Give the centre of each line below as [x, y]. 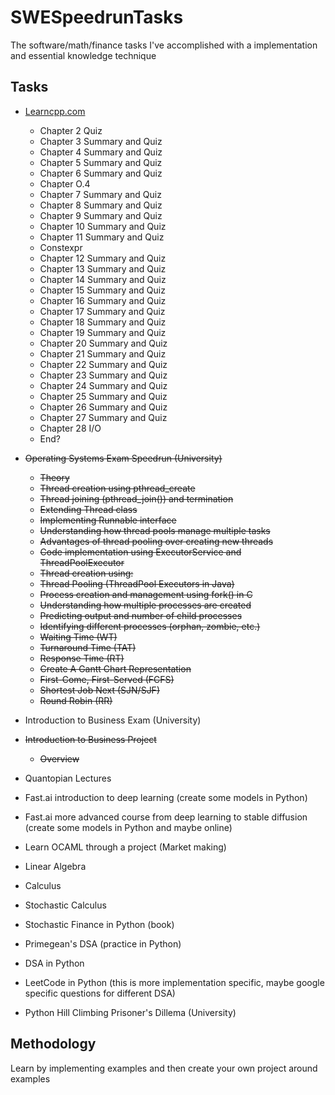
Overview [59, 758]
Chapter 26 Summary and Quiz [103, 407]
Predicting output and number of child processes [141, 615]
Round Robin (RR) [76, 700]
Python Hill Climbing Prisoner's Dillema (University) [130, 1012]
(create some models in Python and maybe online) [128, 827]
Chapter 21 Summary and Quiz [103, 353]
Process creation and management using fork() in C [146, 594]
